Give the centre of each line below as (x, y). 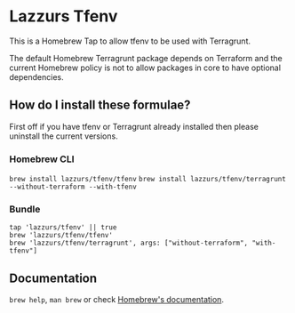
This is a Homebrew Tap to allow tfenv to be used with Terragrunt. (130, 41)
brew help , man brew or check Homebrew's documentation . (117, 300)
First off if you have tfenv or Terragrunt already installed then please (134, 126)
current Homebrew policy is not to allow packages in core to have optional (145, 68)
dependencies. (36, 76)
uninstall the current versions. (64, 136)
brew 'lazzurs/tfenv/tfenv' (61, 236)
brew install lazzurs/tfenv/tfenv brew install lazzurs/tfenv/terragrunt (147, 180)
